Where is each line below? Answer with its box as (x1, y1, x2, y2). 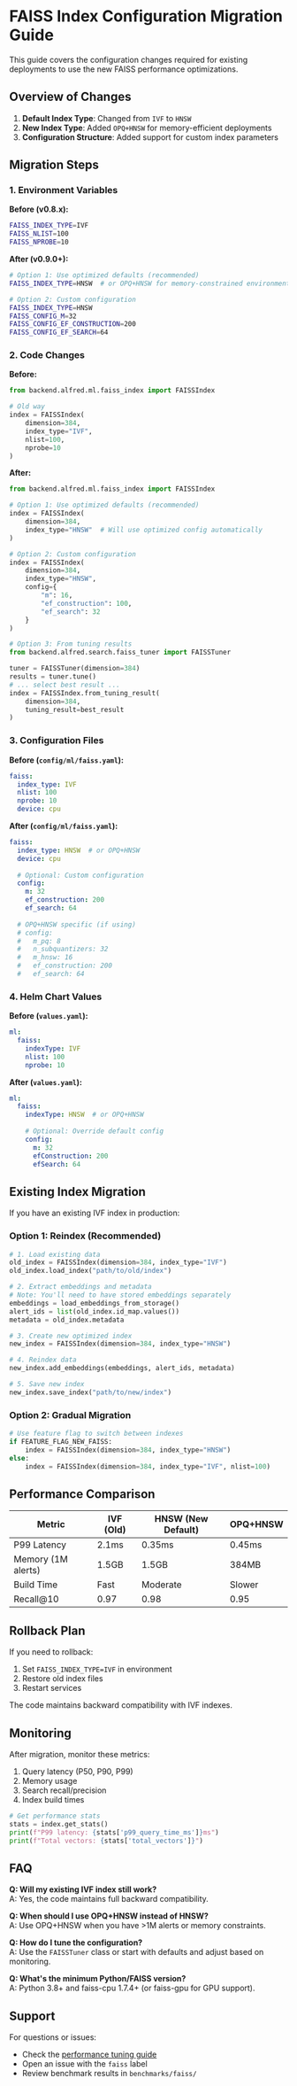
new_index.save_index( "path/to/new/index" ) (9, 1388, 172, 1397)
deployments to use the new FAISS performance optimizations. (9, 64, 239, 74)
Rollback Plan (9, 1623, 86, 1638)
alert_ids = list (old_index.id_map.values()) (9, 1307, 179, 1316)
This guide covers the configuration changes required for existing (9, 54, 248, 65)
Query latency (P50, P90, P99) (21, 1765, 134, 1777)
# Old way (9, 402, 46, 411)
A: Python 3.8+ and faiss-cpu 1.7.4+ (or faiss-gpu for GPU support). (9, 1982, 255, 1994)
